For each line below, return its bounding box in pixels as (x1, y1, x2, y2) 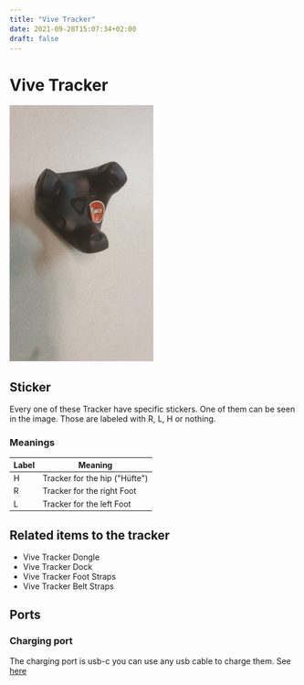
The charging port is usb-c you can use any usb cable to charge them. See (9, 655, 292, 667)
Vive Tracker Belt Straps (22, 581, 114, 592)
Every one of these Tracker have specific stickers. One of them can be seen (9, 403, 296, 415)
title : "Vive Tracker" (9, 15, 96, 24)
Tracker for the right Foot (42, 486, 137, 497)
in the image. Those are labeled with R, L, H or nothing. (9, 413, 216, 424)
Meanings (9, 436, 55, 449)
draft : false (9, 34, 59, 43)
